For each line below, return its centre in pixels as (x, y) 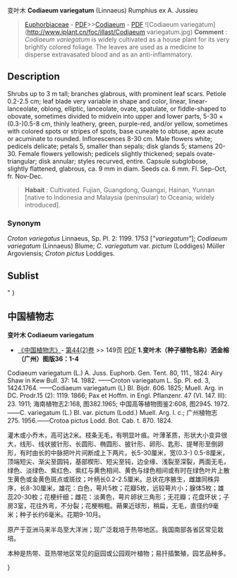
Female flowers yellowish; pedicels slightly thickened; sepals (107, 153)
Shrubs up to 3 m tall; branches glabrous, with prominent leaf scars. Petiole (117, 93)
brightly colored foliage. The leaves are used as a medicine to (114, 47)
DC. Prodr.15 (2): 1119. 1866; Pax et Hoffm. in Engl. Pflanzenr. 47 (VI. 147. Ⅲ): (117, 395)
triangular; (22, 161)
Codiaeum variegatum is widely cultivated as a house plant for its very (127, 40)
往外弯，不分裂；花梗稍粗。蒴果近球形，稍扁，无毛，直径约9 (124, 505)
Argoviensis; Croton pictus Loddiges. (61, 253)
